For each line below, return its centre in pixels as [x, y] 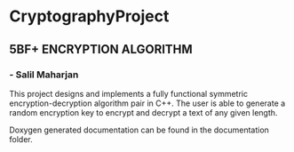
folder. [21, 139]
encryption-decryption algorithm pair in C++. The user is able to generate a [147, 103]
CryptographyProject [89, 16]
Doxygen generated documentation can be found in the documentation [139, 130]
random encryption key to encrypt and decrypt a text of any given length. [143, 112]
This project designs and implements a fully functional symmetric [129, 93]
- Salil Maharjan [44, 75]
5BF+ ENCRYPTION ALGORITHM [101, 49]
